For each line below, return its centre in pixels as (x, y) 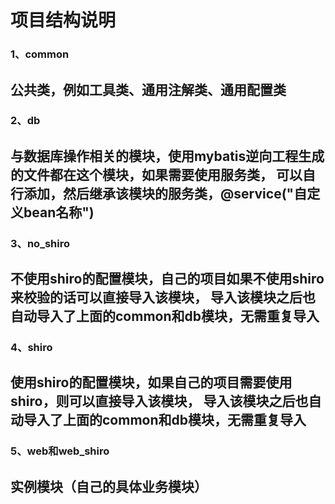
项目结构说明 (63, 20)
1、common (40, 54)
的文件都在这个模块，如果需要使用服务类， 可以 (156, 174)
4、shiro (31, 348)
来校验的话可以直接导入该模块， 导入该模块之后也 (163, 297)
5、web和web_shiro (60, 451)
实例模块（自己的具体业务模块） (109, 486)
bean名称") (59, 212)
